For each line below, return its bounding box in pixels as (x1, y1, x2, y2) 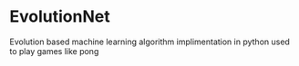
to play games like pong (9, 45, 99, 56)
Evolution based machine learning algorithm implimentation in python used (9, 36, 290, 47)
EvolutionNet (9, 6, 111, 27)
